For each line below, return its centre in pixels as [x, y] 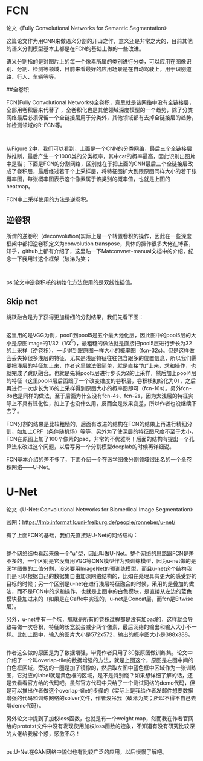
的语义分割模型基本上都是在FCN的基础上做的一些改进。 [76, 48]
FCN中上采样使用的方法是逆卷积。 [49, 199]
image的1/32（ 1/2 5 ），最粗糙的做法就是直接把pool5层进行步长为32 [109, 342]
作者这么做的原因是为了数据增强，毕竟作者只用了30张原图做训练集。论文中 [100, 653]
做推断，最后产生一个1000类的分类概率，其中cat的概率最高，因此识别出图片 [101, 156]
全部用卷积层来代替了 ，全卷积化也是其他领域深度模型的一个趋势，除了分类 [100, 110]
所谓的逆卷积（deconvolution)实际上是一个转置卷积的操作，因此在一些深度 [99, 236]
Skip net [22, 301]
